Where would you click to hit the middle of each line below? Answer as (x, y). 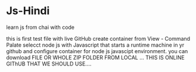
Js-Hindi (28, 11)
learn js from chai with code (41, 27)
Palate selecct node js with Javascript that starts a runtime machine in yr (95, 45)
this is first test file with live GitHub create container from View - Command (98, 38)
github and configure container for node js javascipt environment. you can (97, 51)
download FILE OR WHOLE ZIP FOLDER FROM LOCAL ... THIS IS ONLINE (95, 57)
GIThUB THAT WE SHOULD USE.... (49, 64)
